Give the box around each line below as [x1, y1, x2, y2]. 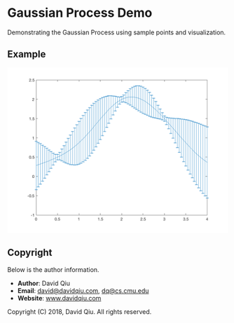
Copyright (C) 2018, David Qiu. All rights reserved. [7, 307, 152, 316]
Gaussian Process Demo [7, 5, 153, 21]
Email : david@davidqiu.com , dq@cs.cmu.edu [17, 286, 149, 295]
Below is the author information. [7, 265, 99, 274]
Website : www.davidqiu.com [17, 294, 102, 302]
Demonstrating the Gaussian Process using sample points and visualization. [7, 28, 226, 36]
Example [7, 48, 46, 60]
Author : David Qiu [17, 279, 71, 287]
